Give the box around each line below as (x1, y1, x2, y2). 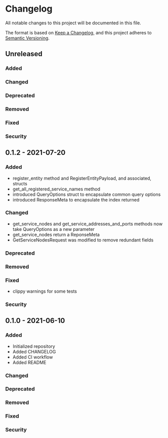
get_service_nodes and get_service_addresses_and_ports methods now (12, 221, 163, 227)
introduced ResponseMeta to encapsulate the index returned (12, 196, 140, 203)
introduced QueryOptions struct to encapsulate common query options (12, 191, 161, 197)
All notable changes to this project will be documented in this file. (5, 20, 142, 26)
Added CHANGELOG (12, 348, 56, 354)
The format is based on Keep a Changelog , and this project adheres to (5, 29, 152, 35)
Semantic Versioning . (5, 35, 50, 41)
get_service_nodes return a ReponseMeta (12, 231, 100, 237)
